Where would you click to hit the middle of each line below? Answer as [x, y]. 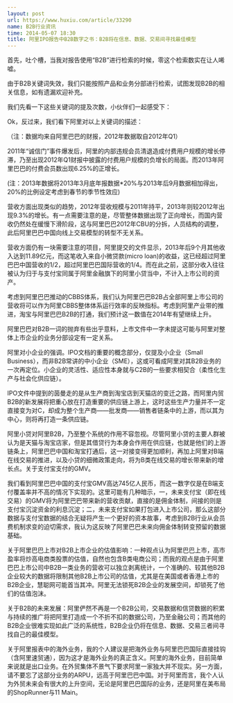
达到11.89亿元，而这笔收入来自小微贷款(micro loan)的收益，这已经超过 [113, 256]
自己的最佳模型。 [37, 634]
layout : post [26, 14]
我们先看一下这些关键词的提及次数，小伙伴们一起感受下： [89, 107]
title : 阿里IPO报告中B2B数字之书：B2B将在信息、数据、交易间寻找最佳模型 [102, 40]
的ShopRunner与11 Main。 [44, 693]
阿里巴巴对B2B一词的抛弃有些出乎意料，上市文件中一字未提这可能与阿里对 [113, 329]
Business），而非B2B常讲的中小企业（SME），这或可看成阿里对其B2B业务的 [114, 361]
